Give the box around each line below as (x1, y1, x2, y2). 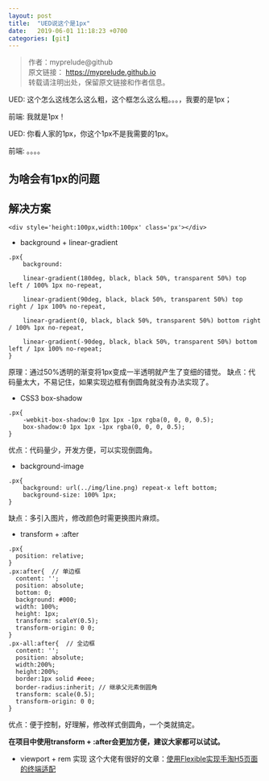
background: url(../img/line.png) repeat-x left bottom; (23, 484, 218, 492)
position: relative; (15, 552, 85, 560)
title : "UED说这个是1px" (8, 19, 91, 27)
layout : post (8, 11, 52, 20)
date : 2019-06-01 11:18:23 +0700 (8, 27, 128, 35)
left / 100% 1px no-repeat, (8, 281, 103, 290)
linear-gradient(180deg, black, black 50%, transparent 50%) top (23, 275, 247, 283)
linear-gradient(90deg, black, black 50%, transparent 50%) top (23, 296, 243, 304)
